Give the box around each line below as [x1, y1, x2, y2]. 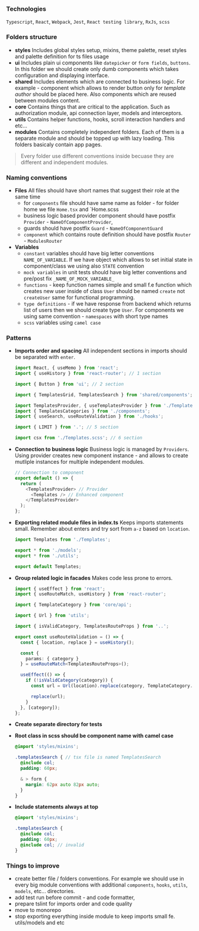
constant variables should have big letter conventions [23, 249, 155, 256]
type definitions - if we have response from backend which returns [23, 300, 191, 307]
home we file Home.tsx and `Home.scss [23, 206, 119, 213]
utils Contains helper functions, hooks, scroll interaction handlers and [14, 115, 185, 123]
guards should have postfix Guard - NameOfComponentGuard [23, 224, 163, 232]
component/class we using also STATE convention [23, 262, 145, 269]
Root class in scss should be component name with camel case [14, 732, 174, 739]
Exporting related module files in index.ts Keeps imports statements [14, 519, 184, 526]
